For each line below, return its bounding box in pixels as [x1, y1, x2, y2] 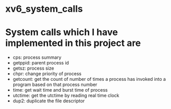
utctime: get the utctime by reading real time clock [12, 93, 120, 99]
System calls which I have [5, 27, 118, 38]
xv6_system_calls [5, 3, 83, 15]
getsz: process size [12, 65, 54, 72]
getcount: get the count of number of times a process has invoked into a [12, 76, 166, 82]
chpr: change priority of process [12, 71, 82, 77]
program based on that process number [12, 81, 98, 88]
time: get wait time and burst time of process [12, 87, 108, 93]
